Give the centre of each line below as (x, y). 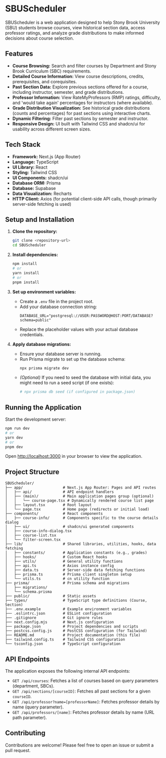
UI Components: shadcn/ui (40, 178)
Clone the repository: (35, 232)
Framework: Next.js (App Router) (46, 156)
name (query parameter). (38, 707)
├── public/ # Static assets (51, 596)
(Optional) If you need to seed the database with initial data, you (85, 378)
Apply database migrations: (42, 344)
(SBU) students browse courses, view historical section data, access (75, 27)
